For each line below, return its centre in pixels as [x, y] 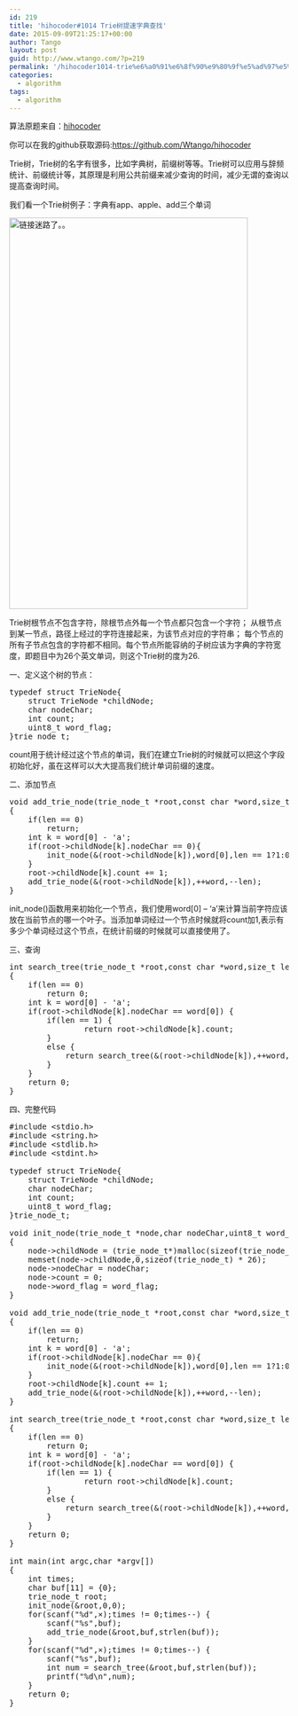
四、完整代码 [32, 1109]
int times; [51, 1579]
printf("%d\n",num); [91, 1677]
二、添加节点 [32, 785]
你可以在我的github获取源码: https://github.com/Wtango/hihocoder [130, 145]
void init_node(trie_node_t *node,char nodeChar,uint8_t [136, 1233]
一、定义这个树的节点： [52, 675]
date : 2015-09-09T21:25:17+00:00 [71, 34]
